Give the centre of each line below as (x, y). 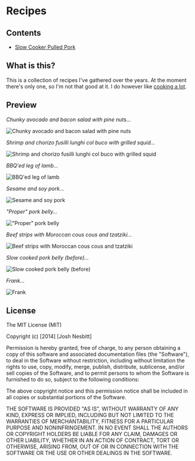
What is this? (31, 66)
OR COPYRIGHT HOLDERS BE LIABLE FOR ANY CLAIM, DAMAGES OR (92, 434)
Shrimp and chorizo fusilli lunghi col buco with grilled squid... (81, 142)
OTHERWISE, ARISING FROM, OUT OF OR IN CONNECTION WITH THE (92, 447)
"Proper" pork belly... (32, 211)
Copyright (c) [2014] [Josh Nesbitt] (49, 336)
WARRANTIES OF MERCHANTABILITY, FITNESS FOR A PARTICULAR (90, 421)
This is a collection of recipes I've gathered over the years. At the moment (96, 80)
